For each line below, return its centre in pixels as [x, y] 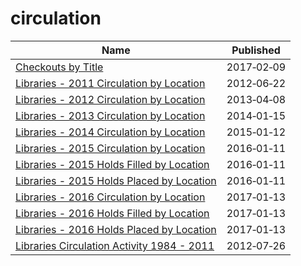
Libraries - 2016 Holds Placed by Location [116, 229]
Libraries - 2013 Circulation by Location [110, 115]
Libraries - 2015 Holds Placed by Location [116, 180]
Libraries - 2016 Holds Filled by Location [112, 213]
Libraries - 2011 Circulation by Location [110, 83]
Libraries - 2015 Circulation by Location [110, 148]
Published [256, 50]
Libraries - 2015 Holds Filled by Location [112, 164]
